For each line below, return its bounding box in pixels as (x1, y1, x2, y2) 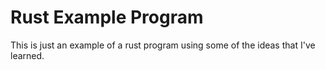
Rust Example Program (10, 6, 204, 29)
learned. (10, 49, 45, 61)
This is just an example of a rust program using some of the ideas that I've (10, 39, 316, 51)
